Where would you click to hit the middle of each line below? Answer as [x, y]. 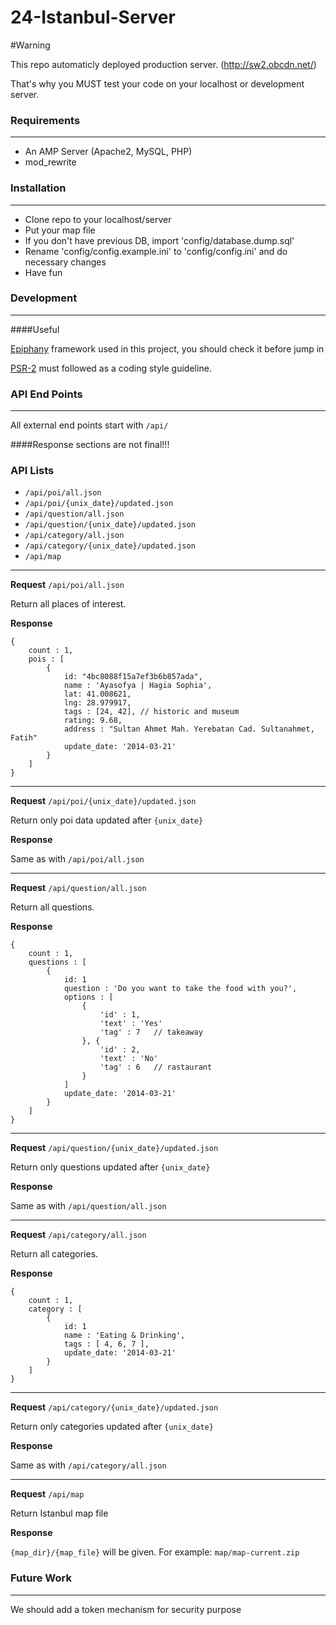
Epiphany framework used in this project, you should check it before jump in [167, 348]
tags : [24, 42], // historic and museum [151, 712]
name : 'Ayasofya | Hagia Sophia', [138, 686]
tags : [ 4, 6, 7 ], [106, 1344]
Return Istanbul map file [59, 1513]
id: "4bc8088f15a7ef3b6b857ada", [133, 677]
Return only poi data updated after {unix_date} [107, 820]
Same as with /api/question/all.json [88, 1206]
